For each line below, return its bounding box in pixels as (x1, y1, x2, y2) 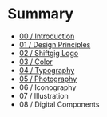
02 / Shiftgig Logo (18, 48, 79, 58)
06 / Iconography (18, 82, 77, 92)
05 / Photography (18, 74, 77, 83)
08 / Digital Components (18, 99, 100, 109)
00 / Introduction (18, 31, 75, 41)
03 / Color (18, 57, 53, 67)
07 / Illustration (18, 91, 69, 100)
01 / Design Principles (18, 39, 91, 49)
